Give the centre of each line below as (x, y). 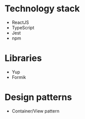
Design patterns (38, 97)
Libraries (23, 58)
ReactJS (20, 22)
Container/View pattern (36, 111)
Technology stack (42, 9)
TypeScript (23, 27)
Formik (19, 77)
